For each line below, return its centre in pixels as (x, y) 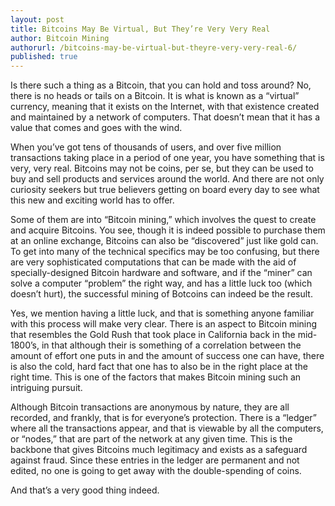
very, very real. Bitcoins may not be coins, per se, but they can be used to (162, 168)
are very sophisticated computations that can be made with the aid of (153, 262)
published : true (44, 57)
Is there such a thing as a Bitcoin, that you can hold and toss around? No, (161, 85)
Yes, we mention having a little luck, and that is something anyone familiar (162, 313)
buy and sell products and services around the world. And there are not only (167, 179)
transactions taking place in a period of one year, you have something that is (167, 158)
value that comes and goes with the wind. (96, 128)
